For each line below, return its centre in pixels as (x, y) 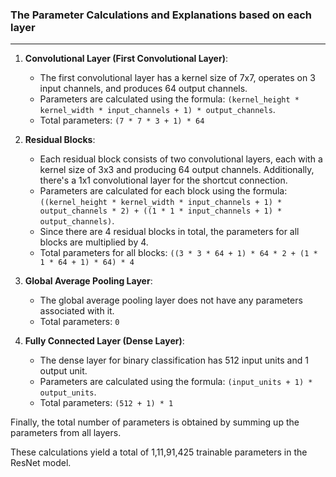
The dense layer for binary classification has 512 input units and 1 (174, 360)
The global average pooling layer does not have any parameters (171, 300)
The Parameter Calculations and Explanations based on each (161, 15)
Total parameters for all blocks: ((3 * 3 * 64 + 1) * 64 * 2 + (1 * (178, 253)
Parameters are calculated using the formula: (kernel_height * (169, 99)
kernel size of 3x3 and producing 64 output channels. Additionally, (177, 170)
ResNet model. (41, 463)
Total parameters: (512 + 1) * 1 (106, 403)
